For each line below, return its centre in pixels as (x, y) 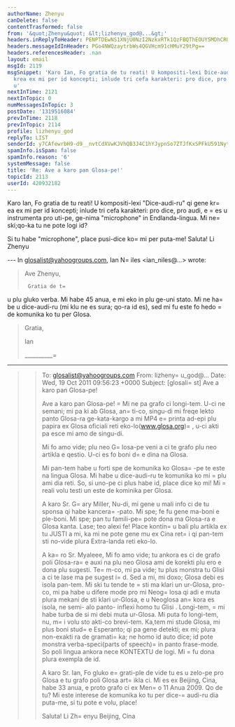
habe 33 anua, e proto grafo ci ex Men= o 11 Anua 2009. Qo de (132, 688)
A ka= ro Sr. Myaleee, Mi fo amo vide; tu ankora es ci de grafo (131, 555)
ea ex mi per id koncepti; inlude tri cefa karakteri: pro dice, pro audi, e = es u (117, 210)
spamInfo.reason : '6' (39, 157)
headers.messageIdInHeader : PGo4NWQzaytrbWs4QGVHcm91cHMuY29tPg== (106, 46)
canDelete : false (33, 20)
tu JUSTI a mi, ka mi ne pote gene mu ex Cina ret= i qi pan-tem (133, 534)
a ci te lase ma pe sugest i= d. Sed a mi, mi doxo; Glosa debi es (133, 577)
